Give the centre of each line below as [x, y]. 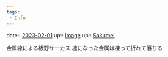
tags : [13, 12]
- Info [17, 18]
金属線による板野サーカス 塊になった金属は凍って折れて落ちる [85, 48]
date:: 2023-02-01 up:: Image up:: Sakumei [60, 35]
